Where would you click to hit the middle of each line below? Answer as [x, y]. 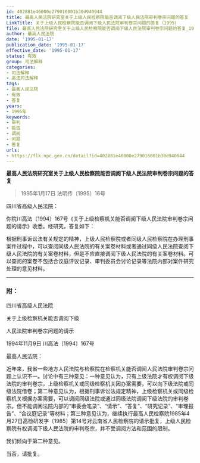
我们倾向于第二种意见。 [35, 441]
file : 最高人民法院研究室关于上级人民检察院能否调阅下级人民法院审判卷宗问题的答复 [96, 28]
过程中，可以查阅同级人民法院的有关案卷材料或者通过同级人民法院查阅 [102, 246]
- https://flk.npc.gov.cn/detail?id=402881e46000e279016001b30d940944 [96, 156]
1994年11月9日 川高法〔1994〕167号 [50, 343]
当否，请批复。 [24, 453]
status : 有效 [21, 56]
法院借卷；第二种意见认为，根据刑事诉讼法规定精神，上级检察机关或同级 [100, 391]
